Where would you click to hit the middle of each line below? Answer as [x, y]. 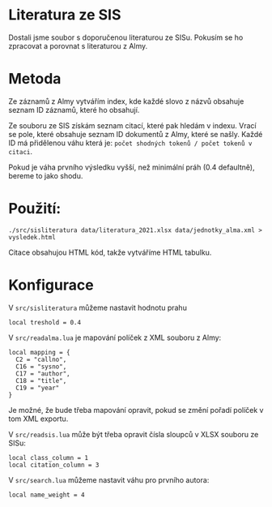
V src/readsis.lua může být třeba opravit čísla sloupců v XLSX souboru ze [134, 434]
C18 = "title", [41, 380]
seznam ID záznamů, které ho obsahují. [74, 110]
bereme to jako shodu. [46, 175]
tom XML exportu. [38, 419]
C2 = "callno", [41, 359]
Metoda [35, 79]
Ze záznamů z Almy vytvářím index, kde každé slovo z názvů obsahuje [126, 101]
